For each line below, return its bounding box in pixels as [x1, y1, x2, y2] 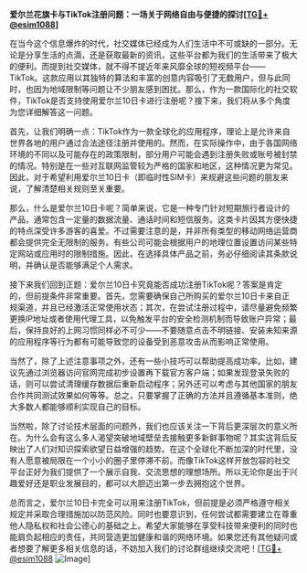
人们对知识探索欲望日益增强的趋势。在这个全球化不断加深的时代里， [33, 443, 290, 454]
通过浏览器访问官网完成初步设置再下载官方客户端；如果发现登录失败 [25, 367, 281, 377]
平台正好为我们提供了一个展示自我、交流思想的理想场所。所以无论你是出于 [9, 466, 290, 477]
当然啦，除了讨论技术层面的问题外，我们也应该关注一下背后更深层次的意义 [9, 420, 290, 431]
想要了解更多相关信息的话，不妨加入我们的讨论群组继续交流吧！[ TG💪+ [16, 543, 282, 554]
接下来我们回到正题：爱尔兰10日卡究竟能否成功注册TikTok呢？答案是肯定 [9, 279, 283, 290]
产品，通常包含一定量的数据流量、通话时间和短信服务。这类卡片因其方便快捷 [9, 214, 298, 225]
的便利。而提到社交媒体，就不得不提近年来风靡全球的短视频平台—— [9, 61, 266, 71]
